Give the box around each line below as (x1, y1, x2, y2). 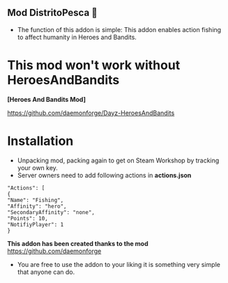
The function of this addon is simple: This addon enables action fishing (17, 25, 222, 33)
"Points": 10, (7, 215, 49, 222)
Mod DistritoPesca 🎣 (7, 7, 98, 19)
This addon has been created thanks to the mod (7, 239, 149, 247)
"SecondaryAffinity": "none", (7, 208, 96, 216)
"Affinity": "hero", (7, 203, 68, 210)
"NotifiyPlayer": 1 (7, 221, 64, 228)
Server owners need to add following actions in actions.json (17, 171, 192, 179)
